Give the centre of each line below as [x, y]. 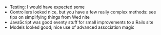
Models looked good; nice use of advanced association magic [72, 27]
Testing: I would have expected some [47, 7]
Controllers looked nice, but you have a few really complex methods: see [83, 12]
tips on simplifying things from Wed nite [50, 17]
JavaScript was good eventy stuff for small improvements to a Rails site [81, 22]
